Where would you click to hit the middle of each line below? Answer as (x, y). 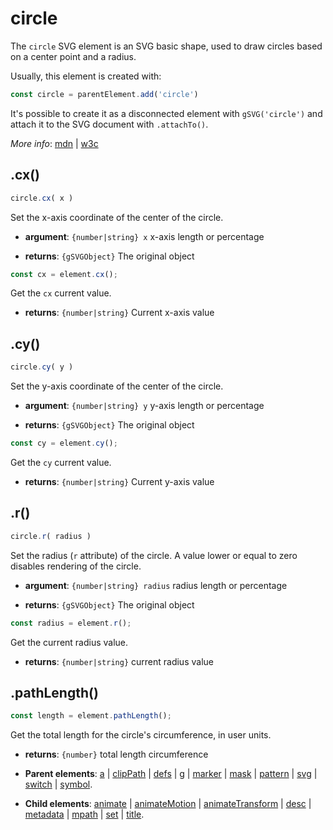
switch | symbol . (58, 784)
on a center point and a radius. (73, 56)
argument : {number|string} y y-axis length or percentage (144, 406)
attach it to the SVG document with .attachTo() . (109, 124)
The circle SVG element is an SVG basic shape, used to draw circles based (166, 46)
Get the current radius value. (69, 642)
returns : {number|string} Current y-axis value (119, 481)
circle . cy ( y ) (42, 367)
